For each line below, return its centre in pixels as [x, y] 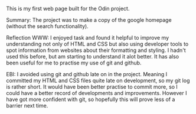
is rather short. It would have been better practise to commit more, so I [92, 87]
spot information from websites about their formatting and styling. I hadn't [96, 50]
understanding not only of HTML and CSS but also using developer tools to [97, 44]
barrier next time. [27, 105]
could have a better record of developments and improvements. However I [97, 93]
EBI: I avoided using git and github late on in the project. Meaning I [86, 74]
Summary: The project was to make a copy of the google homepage [89, 20]
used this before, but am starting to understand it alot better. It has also [92, 56]
